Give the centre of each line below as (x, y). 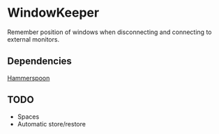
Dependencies (39, 61)
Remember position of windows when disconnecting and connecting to (109, 32)
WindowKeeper (53, 13)
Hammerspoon (29, 78)
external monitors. (33, 39)
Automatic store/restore (51, 124)
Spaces (28, 117)
